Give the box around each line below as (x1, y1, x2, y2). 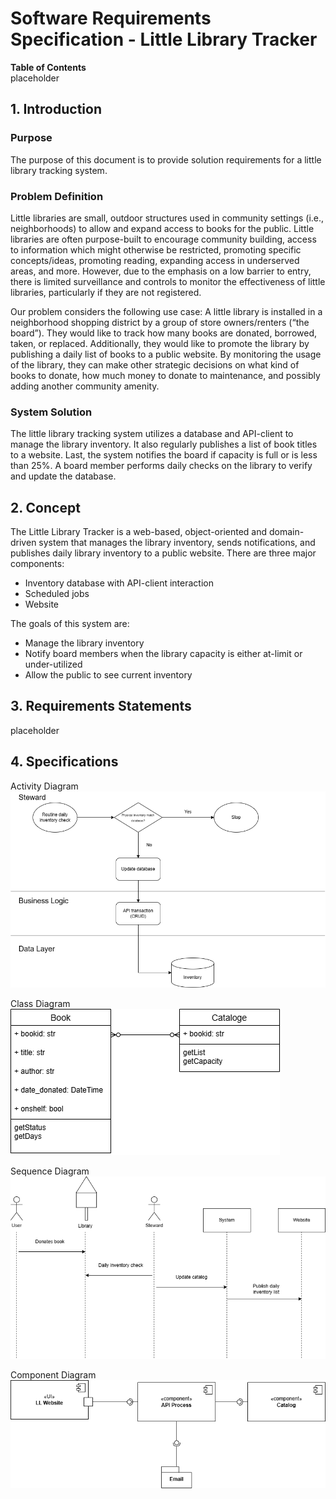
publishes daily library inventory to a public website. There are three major (10, 547, 317, 559)
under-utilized (24, 658, 83, 671)
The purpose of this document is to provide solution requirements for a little (10, 153, 322, 166)
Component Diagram (10, 1368, 97, 1381)
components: (10, 558, 65, 570)
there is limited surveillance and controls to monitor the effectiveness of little (10, 275, 326, 287)
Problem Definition (10, 189, 104, 203)
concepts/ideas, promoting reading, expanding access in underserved (10, 254, 300, 266)
